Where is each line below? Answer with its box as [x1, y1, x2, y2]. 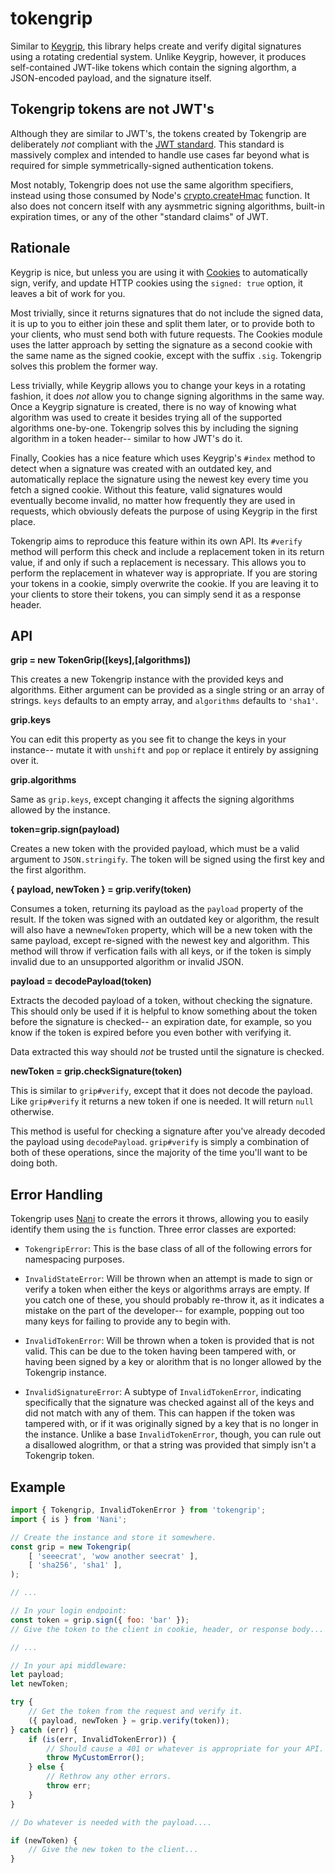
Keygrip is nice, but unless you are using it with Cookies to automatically [10, 266, 308, 278]
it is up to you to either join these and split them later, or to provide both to [10, 317, 315, 329]
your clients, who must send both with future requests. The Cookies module [10, 328, 323, 340]
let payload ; [10, 1670, 65, 1680]
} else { [28, 1762, 65, 1772]
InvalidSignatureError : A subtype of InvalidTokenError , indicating [24, 1386, 302, 1398]
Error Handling [10, 1186, 103, 1203]
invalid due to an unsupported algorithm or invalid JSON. [10, 956, 244, 968]
